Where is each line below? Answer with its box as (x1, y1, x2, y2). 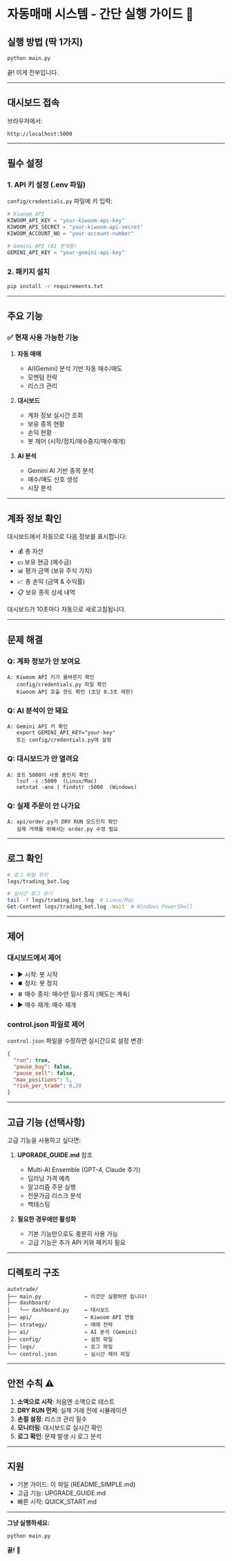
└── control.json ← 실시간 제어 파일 (7, 1350, 130, 1357)
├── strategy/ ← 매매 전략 (7, 1321, 113, 1328)
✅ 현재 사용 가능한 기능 (7, 333, 79, 343)
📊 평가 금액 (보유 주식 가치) (17, 567, 93, 575)
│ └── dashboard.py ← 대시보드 (7, 1306, 110, 1313)
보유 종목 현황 (27, 420, 65, 428)
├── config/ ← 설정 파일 (7, 1336, 113, 1343)
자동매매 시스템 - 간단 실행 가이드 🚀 (7, 6, 194, 22)
